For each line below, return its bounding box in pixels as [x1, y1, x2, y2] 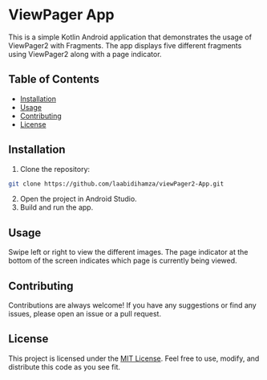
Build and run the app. [19, 202, 94, 212]
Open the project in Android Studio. [19, 194, 138, 204]
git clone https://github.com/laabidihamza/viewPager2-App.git [8, 179, 225, 188]
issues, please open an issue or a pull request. [8, 309, 162, 319]
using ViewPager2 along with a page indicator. [8, 49, 162, 59]
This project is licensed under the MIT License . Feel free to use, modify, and [8, 353, 260, 363]
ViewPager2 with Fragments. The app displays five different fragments [8, 40, 242, 50]
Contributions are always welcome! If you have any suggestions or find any [8, 300, 257, 310]
